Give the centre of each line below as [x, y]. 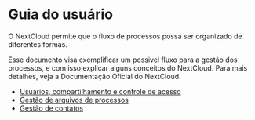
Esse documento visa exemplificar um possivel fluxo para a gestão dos [123, 60]
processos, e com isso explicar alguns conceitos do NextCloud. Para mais [128, 67]
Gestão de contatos [51, 108]
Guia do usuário [61, 15]
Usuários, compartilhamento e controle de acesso [100, 91]
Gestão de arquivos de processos [74, 100]
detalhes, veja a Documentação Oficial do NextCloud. [95, 76]
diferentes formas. [38, 44]
